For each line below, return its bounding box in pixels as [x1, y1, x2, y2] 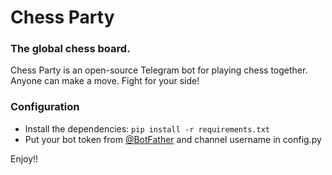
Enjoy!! [10, 152, 39, 165]
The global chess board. [10, 42, 131, 56]
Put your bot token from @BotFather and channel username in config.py [24, 133, 322, 145]
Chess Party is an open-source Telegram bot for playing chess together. [10, 64, 308, 76]
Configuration [10, 100, 80, 114]
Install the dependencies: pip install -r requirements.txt [24, 122, 270, 135]
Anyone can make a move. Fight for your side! [10, 75, 200, 87]
